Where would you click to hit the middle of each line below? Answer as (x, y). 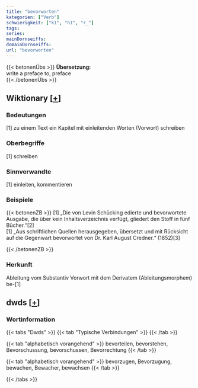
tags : (13, 28)
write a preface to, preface (39, 73)
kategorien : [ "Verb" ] (33, 17)
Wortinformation (31, 319)
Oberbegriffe (25, 143)
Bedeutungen (26, 115)
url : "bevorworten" (30, 50)
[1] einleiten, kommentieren (39, 185)
